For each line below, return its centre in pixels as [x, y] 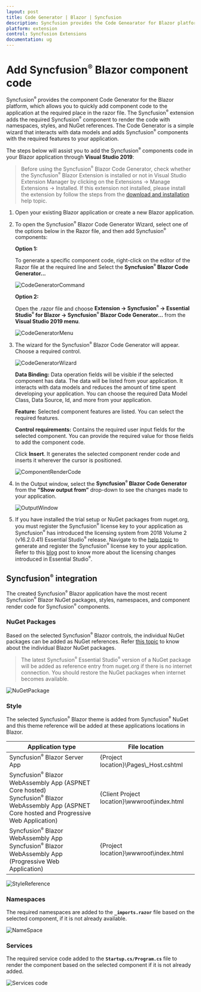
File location [146, 747]
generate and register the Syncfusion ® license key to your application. [101, 546]
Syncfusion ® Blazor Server [46, 757]
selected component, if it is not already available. [67, 919]
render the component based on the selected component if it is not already [99, 965]
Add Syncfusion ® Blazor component [97, 69]
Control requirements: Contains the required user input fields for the [100, 430]
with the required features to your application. [63, 138]
